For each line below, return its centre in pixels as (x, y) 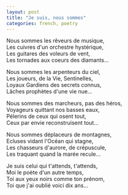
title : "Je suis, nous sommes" (46, 18)
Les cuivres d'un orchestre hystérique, (55, 47)
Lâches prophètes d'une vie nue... (50, 92)
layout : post (23, 12)
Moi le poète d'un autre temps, (45, 172)
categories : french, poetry (42, 23)
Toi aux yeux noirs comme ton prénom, (56, 179)
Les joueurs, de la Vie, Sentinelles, (50, 79)
